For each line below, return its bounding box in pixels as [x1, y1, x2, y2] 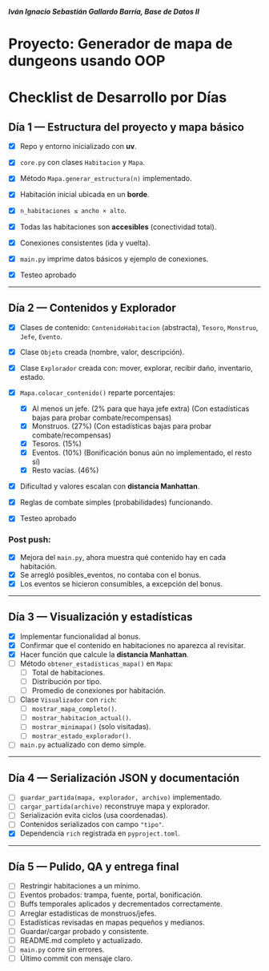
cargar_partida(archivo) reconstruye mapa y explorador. [19, 801, 211, 812]
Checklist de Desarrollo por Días [8, 88, 227, 107]
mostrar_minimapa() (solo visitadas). [31, 722, 151, 731]
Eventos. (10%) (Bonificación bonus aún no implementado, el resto [31, 448, 252, 457]
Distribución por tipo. [31, 676, 102, 686]
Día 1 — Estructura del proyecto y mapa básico [8, 120, 244, 134]
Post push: [8, 534, 51, 546]
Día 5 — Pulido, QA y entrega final [8, 860, 179, 873]
